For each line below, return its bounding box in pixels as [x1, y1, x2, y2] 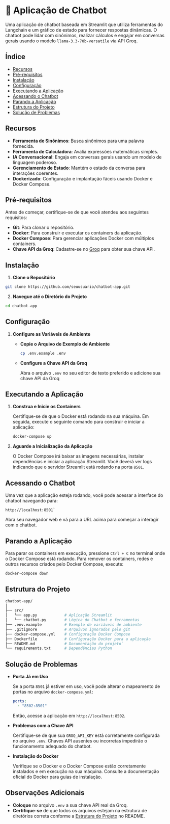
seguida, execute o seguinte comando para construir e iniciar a [12, 419, 145, 425]
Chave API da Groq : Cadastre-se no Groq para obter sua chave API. [12, 246, 155, 252]
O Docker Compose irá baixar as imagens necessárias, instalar [12, 453, 144, 459]
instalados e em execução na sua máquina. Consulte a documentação [12, 768, 159, 774]
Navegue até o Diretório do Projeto [12, 294, 87, 300]
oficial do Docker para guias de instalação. [12, 774, 103, 780]
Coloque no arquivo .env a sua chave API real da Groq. [12, 802, 128, 808]
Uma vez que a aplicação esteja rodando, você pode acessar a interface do [5, 492, 163, 498]
